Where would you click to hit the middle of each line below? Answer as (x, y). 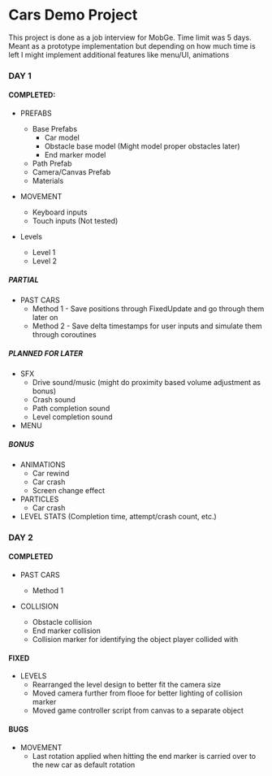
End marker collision (67, 631)
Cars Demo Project (73, 15)
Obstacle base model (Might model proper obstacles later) (142, 146)
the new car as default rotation (84, 765)
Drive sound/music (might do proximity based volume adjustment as (147, 382)
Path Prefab (52, 163)
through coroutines (64, 335)
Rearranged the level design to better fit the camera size (127, 685)
